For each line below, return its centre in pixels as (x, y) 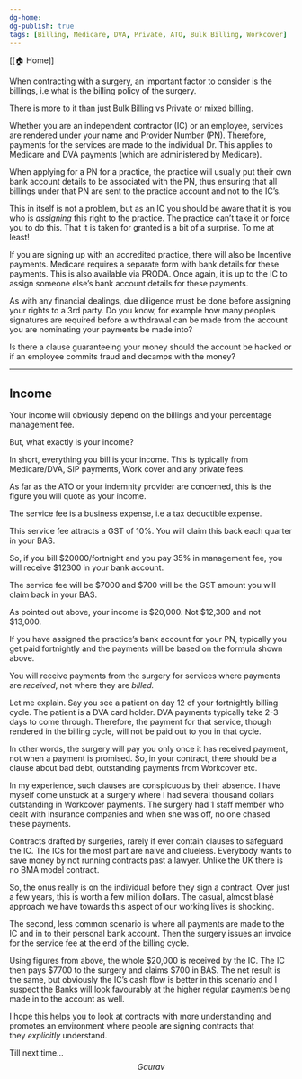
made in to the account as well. (67, 999)
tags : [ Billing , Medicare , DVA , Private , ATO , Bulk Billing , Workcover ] (148, 34)
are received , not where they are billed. (82, 685)
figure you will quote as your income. (78, 496)
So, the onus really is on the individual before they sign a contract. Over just (150, 887)
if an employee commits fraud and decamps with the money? (123, 357)
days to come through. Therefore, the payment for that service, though (141, 722)
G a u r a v (151, 1067)
